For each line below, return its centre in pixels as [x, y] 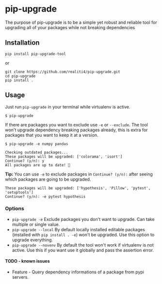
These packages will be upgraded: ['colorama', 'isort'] [64, 157]
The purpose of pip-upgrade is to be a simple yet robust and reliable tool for [81, 22]
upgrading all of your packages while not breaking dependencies [70, 27]
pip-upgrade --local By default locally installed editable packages [79, 229]
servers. [20, 277]
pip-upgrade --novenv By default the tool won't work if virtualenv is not [83, 245]
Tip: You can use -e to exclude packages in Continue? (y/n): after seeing [79, 174]
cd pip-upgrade [20, 76]
